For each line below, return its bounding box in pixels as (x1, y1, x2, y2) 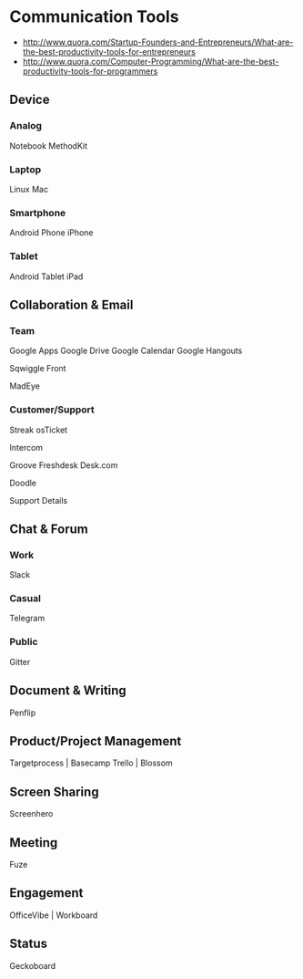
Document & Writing (9, 682, 127, 699)
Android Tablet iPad (9, 271, 84, 282)
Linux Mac (9, 183, 48, 194)
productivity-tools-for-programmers (22, 66, 158, 77)
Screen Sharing (9, 784, 99, 799)
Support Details (9, 495, 68, 505)
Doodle (9, 477, 37, 488)
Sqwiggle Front (9, 363, 66, 374)
